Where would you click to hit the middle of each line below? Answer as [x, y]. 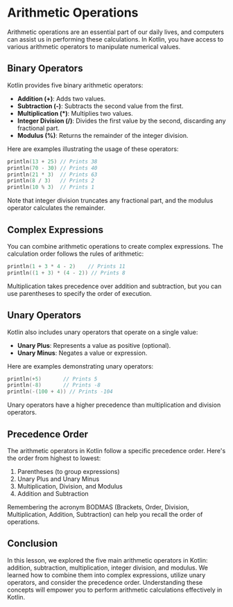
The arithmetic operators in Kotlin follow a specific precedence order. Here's [116, 450]
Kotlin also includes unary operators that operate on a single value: [103, 332]
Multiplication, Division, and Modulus [70, 486]
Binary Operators [45, 68]
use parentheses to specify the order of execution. [80, 293]
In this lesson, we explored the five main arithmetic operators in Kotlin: [107, 560]
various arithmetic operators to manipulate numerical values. [94, 46]
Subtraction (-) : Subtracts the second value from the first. [100, 106]
